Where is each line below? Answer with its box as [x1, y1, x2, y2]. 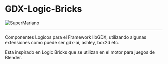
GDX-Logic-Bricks [5, 3, 82, 15]
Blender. [5, 54, 22, 60]
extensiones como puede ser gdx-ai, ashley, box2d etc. [5, 39, 120, 45]
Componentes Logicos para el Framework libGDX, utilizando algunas [5, 34, 146, 40]
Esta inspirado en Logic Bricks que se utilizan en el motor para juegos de [5, 49, 155, 55]
